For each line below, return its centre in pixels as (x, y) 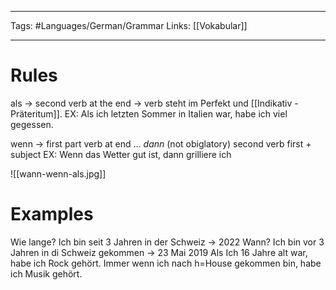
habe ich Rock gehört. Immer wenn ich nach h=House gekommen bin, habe (166, 263)
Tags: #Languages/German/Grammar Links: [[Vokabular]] (129, 25)
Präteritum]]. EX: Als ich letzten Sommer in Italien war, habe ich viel (149, 113)
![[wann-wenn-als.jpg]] (58, 173)
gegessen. (32, 124)
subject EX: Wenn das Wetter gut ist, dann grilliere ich (121, 154)
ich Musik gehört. (46, 273)
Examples (52, 214)
